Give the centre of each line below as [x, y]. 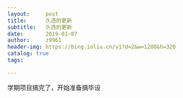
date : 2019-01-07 [43, 34]
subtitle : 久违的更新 [40, 27]
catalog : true [28, 54]
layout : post [33, 14]
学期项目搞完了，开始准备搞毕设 [54, 87]
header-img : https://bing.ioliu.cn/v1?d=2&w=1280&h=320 [91, 47]
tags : [15, 60]
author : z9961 [34, 40]
